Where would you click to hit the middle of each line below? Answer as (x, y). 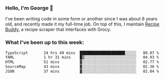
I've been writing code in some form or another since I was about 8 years (81, 19)
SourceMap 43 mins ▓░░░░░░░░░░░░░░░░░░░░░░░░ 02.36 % (82, 67)
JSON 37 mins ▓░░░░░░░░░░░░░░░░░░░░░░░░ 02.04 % (82, 71)
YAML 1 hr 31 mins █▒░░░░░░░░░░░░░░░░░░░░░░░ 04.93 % (82, 57)
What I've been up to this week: (45, 42)
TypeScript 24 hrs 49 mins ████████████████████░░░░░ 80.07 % (82, 53)
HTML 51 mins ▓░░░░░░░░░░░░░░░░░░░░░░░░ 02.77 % (82, 62)
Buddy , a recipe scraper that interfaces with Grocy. (58, 29)
